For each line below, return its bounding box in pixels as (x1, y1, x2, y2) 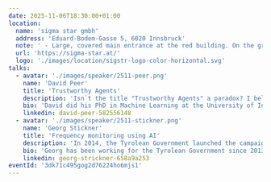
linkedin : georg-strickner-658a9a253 (23, 154, 150, 162)
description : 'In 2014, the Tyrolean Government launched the (23, 139, 236, 147)
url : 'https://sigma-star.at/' (15, 49, 121, 57)
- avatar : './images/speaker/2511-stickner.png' (15, 117, 182, 125)
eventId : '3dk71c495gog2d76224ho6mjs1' (8, 162, 143, 170)
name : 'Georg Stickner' (23, 124, 103, 132)
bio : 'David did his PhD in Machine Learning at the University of (23, 101, 254, 110)
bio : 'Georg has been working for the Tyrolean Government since (23, 147, 248, 155)
